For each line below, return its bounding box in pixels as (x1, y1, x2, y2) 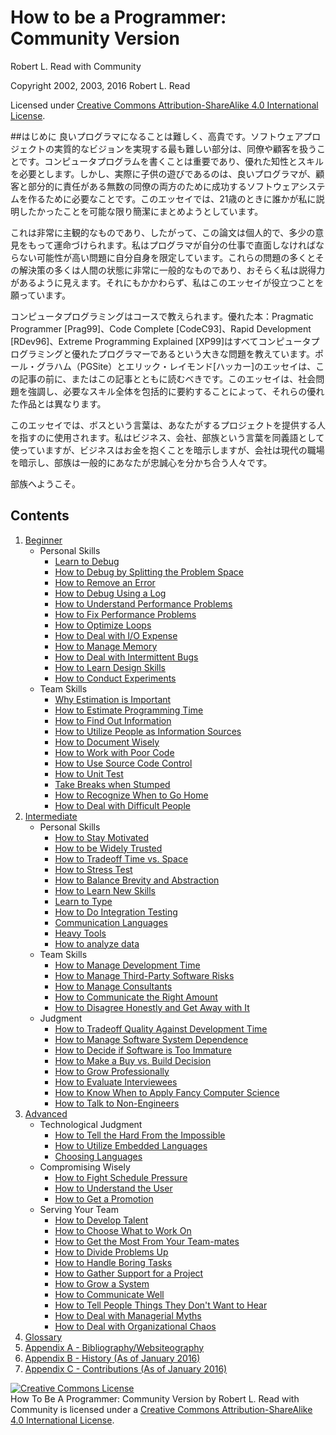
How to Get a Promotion (54, 1192, 154, 1205)
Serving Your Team (39, 1203, 119, 1215)
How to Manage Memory (54, 640, 158, 652)
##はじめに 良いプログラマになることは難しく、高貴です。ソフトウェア (10, 130, 304, 142)
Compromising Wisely (39, 1161, 131, 1173)
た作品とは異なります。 (10, 397, 107, 410)
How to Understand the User (54, 1182, 173, 1194)
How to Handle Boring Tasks (54, 1256, 173, 1268)
